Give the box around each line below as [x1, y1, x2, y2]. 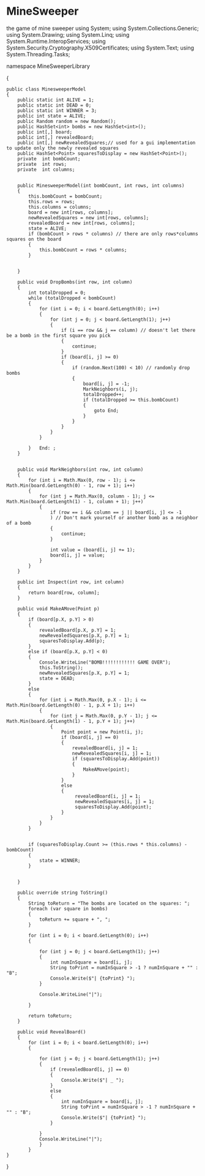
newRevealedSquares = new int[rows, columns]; [28, 214, 149, 221]
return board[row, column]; [28, 590, 100, 596]
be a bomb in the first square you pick [6, 332, 111, 339]
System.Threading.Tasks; [6, 50, 70, 58]
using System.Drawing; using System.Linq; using [6, 31, 130, 38]
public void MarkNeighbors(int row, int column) [17, 466, 144, 473]
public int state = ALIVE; [17, 113, 86, 119]
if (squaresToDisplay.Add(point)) [72, 755, 160, 762]
